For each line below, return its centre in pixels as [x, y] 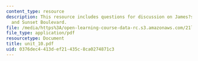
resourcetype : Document [35, 38]
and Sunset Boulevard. [39, 22]
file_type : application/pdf [41, 33]
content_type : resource [35, 11]
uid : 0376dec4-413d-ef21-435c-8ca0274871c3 [60, 49]
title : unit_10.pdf [30, 44]
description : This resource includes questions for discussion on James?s [100, 17]
